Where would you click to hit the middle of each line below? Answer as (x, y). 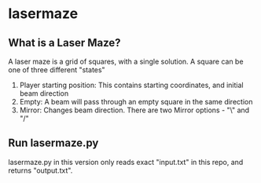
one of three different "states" (57, 70)
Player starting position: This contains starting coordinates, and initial (131, 85)
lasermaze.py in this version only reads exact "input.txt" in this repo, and (126, 162)
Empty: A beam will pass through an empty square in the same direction (136, 102)
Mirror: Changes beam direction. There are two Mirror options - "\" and (134, 110)
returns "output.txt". (40, 170)
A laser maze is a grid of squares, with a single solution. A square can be (126, 61)
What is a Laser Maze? (64, 43)
